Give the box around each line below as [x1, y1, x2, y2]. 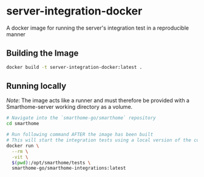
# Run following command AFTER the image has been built [6, 132, 154, 138]
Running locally [6, 81, 67, 91]
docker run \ [6, 143, 39, 149]
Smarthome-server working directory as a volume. [6, 103, 133, 111]
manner [6, 30, 26, 37]
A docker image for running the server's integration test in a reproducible [6, 24, 189, 31]
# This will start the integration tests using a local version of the [6, 137, 191, 143]
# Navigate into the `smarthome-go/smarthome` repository [6, 115, 156, 121]
